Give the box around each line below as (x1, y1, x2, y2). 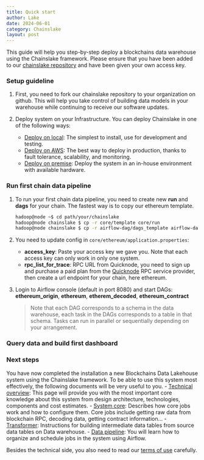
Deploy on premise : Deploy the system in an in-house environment (24, 160, 192, 167)
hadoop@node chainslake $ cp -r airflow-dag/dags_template (15, 225, 169, 231)
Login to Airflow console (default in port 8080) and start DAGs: (15, 286, 173, 294)
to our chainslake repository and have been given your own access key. (6, 62, 186, 69)
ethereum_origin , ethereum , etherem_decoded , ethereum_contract (15, 292, 189, 300)
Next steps (6, 355, 40, 364)
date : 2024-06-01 (6, 20, 51, 26)
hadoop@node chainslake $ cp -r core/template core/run (15, 220, 160, 226)
